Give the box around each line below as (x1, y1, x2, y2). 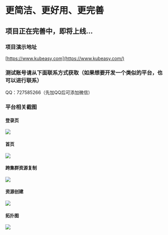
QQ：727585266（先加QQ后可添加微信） (5, 89, 93, 95)
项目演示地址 (5, 43, 37, 50)
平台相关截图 (5, 104, 37, 111)
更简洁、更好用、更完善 (5, 5, 104, 16)
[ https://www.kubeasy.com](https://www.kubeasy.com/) (5, 55, 124, 62)
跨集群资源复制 (5, 165, 37, 171)
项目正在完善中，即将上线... (5, 27, 93, 35)
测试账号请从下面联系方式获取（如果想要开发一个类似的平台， (5, 69, 158, 76)
